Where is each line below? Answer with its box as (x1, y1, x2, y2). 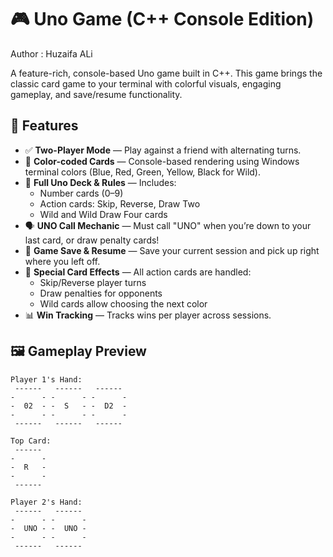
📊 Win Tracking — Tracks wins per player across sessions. (24, 309, 272, 321)
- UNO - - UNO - (10, 523, 87, 533)
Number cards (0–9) (39, 187, 124, 199)
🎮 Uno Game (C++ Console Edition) (10, 8, 315, 31)
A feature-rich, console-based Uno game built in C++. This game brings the (10, 67, 323, 79)
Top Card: (10, 436, 52, 446)
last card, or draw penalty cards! (24, 234, 160, 246)
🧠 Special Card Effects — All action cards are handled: (24, 266, 252, 278)
